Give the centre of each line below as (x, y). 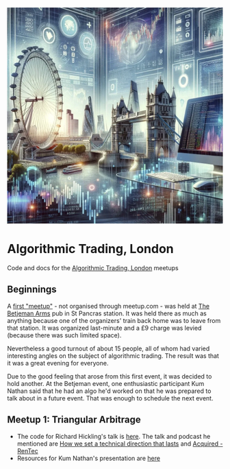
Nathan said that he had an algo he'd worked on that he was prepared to (109, 391)
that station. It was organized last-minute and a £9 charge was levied (104, 328)
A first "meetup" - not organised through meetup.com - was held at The (108, 306)
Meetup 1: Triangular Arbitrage (74, 420)
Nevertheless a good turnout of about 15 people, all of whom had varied (108, 348)
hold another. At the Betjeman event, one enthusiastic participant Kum (106, 383)
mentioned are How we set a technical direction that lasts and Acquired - (120, 444)
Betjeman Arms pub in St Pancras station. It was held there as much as (107, 313)
